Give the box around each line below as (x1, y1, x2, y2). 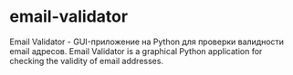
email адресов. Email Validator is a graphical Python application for (9, 45, 263, 56)
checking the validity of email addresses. (9, 55, 164, 66)
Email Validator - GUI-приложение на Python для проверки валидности (9, 36, 285, 47)
